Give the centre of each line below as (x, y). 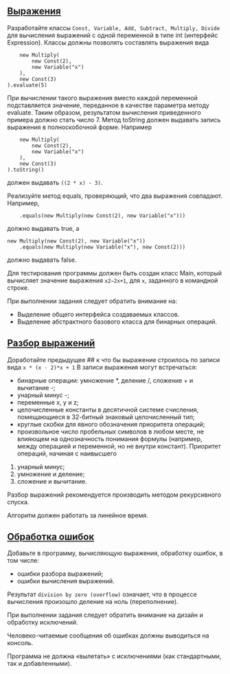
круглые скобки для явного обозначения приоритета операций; (111, 424)
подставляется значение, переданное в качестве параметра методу (108, 105)
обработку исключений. (43, 622)
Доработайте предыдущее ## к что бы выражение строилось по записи (114, 359)
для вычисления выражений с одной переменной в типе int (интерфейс (113, 35)
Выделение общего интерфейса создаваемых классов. (98, 314)
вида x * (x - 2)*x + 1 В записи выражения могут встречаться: (102, 367)
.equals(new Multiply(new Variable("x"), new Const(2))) (103, 247)
